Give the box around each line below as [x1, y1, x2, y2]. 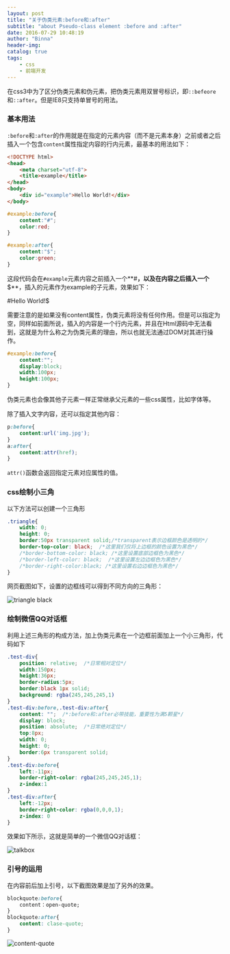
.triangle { [7, 518, 38, 525]
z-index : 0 [19, 813, 51, 820]
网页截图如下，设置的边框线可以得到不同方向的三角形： [7, 582, 163, 590]
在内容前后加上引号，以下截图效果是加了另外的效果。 [7, 881, 157, 890]
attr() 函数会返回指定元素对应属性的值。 [7, 469, 122, 477]
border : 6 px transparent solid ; [19, 748, 109, 756]
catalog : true [7, 49, 48, 56]
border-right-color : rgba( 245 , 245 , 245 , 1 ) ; [19, 774, 142, 781]
